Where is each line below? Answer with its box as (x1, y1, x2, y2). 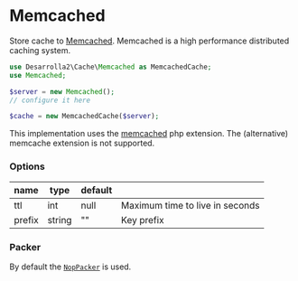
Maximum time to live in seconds (120, 199, 260, 211)
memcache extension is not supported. (9, 137, 155, 149)
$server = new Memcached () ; (9, 87, 116, 96)
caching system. (9, 44, 71, 55)
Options (9, 160, 45, 173)
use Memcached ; (9, 70, 67, 80)
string (47, 213, 72, 226)
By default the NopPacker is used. (9, 261, 132, 272)
